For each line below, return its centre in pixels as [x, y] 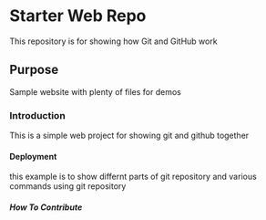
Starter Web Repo [78, 16]
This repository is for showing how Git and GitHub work [113, 41]
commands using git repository [68, 186]
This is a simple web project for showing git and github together [129, 136]
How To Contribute [46, 207]
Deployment [33, 156]
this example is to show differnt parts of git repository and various [133, 177]
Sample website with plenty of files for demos [96, 91]
